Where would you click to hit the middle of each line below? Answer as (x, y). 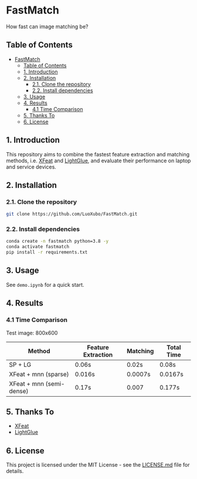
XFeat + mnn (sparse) (39, 374)
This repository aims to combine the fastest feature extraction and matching (98, 154)
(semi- (55, 384)
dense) (19, 391)
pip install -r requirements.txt (47, 252)
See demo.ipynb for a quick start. (45, 284)
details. (15, 471)
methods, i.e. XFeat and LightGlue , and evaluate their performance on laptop (98, 160)
